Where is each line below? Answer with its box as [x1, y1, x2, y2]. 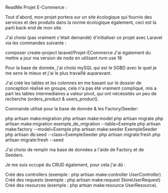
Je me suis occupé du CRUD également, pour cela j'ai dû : [5, 162, 126, 168]
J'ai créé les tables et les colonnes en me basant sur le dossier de [5, 80, 142, 86]
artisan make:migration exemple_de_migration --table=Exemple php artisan [5, 121, 161, 126]
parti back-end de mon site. [5, 25, 63, 31]
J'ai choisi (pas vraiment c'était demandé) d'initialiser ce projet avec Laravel [5, 35, 162, 40]
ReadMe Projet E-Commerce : [5, 5, 67, 10]
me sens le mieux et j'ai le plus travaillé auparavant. [5, 70, 112, 76]
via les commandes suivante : [5, 40, 67, 46]
